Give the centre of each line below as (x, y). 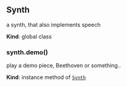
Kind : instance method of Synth (46, 77)
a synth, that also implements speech (54, 24)
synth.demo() (27, 52)
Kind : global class (29, 37)
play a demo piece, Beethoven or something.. (64, 66)
